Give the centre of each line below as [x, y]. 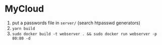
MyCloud [24, 9]
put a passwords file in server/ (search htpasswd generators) [76, 23]
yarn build [23, 28]
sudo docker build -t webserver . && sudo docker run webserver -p [84, 34]
